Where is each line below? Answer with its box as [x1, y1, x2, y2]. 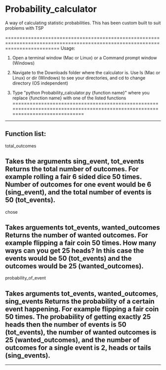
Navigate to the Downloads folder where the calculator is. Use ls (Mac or [12, 69, 161, 75]
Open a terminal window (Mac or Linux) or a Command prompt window [12, 54, 157, 60]
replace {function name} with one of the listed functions [12, 95, 126, 101]
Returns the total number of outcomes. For [5, 165, 139, 174]
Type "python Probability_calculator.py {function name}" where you [12, 90, 150, 95]
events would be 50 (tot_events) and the [5, 254, 132, 263]
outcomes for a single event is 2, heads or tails [5, 343, 152, 352]
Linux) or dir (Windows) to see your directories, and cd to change [12, 75, 146, 81]
